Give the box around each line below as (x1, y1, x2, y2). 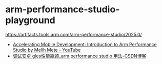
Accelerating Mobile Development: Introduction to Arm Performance (12, 41, 157, 47)
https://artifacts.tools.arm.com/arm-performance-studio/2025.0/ (5, 31, 142, 37)
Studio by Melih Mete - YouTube (12, 47, 81, 53)
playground (5, 14, 55, 26)
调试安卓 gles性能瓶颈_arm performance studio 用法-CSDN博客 (12, 53, 147, 59)
